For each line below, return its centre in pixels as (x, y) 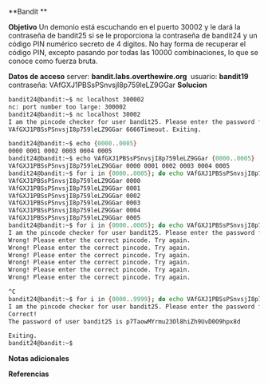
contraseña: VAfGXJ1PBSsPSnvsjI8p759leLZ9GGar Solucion (108, 85)
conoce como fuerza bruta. (53, 61)
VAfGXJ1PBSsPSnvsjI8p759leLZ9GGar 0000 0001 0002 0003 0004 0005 (119, 166)
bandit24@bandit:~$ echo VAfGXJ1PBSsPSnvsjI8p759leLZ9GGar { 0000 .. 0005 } (132, 159)
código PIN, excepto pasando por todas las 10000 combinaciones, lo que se (134, 52)
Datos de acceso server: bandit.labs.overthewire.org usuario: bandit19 (128, 76)
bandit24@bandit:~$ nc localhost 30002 (75, 114)
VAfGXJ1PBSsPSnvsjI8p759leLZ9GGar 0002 (75, 196)
